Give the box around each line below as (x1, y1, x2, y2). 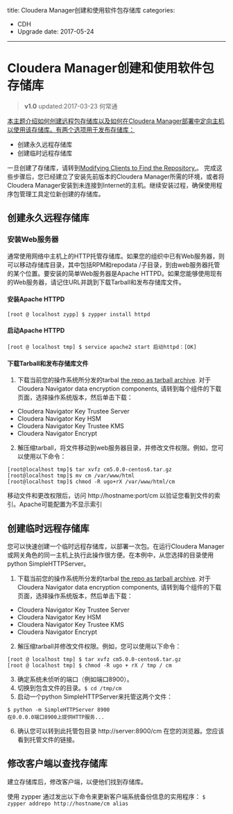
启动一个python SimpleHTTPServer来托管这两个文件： (17, 692, 173, 701)
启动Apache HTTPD (7, 326, 65, 335)
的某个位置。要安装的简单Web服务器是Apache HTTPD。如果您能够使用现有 (7, 269, 223, 277)
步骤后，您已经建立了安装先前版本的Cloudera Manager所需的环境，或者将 (12, 172, 225, 181)
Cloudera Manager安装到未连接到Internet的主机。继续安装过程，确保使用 (7, 181, 216, 189)
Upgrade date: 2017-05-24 (17, 27, 95, 35)
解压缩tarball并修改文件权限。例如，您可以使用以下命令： (17, 642, 182, 651)
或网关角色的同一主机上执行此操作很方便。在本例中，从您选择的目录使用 (7, 551, 214, 560)
